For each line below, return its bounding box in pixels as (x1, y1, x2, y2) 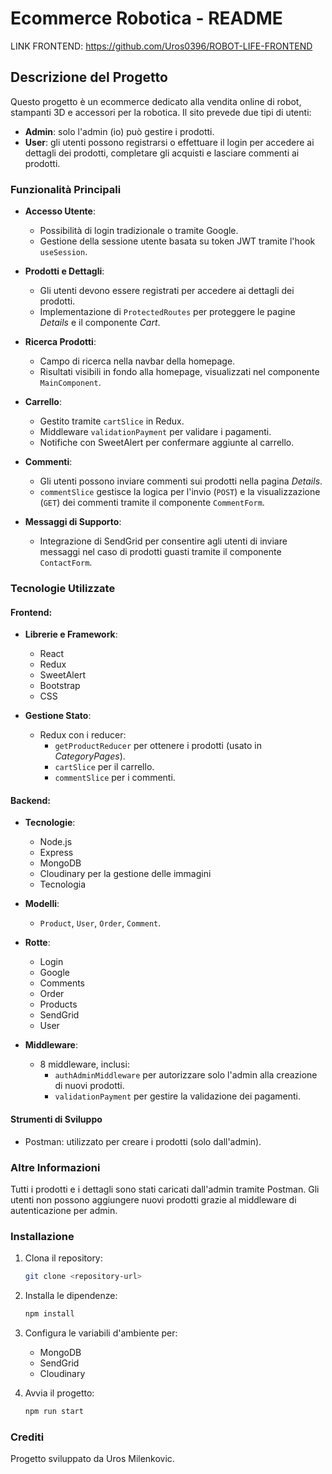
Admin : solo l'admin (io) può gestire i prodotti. (24, 125, 215, 137)
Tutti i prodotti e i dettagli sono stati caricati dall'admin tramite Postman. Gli (10, 1183, 320, 1195)
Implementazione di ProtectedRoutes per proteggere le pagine (39, 306, 296, 318)
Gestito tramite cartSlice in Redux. (39, 415, 185, 427)
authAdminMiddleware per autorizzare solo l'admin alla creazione (54, 1069, 318, 1081)
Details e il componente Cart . (39, 317, 161, 329)
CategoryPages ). (54, 750, 126, 762)
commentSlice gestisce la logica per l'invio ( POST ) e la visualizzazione (39, 486, 321, 498)
